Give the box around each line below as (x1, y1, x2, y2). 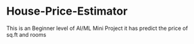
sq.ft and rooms (6, 31, 47, 38)
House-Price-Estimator (6, 4, 128, 18)
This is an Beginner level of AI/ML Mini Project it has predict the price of (6, 24, 188, 32)
